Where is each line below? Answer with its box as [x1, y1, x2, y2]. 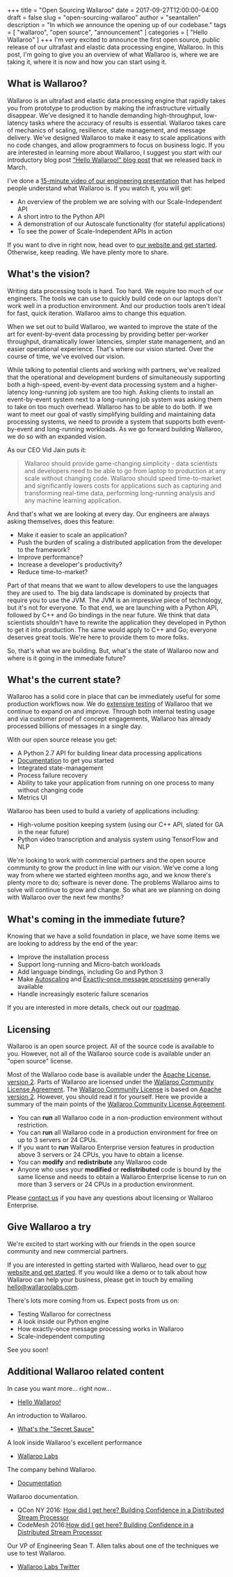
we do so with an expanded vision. [7, 432, 106, 440]
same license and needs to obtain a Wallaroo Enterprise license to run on [17, 1173, 227, 1181]
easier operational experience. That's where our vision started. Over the [7, 344, 214, 353]
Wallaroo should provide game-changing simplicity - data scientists [24, 459, 218, 468]
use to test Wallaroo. [7, 1548, 66, 1557]
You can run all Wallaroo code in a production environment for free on [17, 1128, 218, 1137]
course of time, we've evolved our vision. [7, 352, 125, 360]
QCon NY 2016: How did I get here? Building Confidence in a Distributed [17, 1505, 225, 1514]
